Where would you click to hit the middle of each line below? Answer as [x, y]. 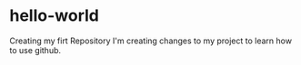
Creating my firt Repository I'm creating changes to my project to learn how [151, 41]
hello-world [55, 16]
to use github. [35, 50]
